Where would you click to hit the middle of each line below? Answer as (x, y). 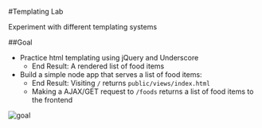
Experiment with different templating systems (83, 27)
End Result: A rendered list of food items (98, 66)
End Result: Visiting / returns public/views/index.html (121, 83)
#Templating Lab (36, 12)
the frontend (52, 100)
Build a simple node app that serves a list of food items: (111, 74)
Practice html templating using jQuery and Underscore (109, 58)
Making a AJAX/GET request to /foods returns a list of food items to (143, 91)
